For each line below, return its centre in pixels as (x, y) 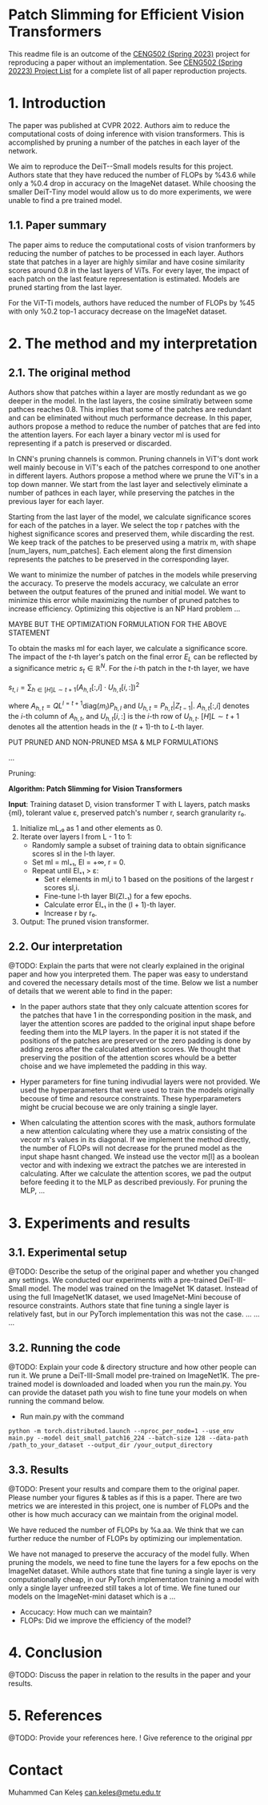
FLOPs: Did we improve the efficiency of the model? (106, 1620)
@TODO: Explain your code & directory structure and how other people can (132, 1367)
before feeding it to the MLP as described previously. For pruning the (134, 1182)
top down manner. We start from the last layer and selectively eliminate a (128, 484)
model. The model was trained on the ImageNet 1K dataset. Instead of (143, 1288)
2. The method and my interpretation (133, 343)
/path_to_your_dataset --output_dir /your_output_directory (111, 1445)
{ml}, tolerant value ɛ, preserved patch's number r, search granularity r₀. (127, 813)
